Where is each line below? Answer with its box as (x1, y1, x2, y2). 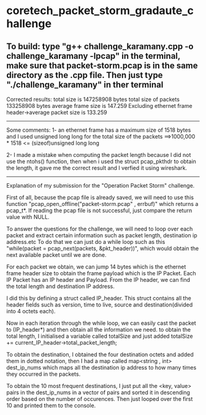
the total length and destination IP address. (6, 283, 115, 290)
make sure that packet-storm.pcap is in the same (6, 60, 198, 70)
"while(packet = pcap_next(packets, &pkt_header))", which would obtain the (6, 245, 199, 252)
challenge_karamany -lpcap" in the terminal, (6, 50, 181, 61)
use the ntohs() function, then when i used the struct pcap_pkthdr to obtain (6, 158, 196, 165)
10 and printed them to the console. (6, 402, 96, 409)
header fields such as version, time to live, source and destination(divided (6, 301, 193, 308)
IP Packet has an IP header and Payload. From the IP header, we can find (6, 276, 191, 283)
